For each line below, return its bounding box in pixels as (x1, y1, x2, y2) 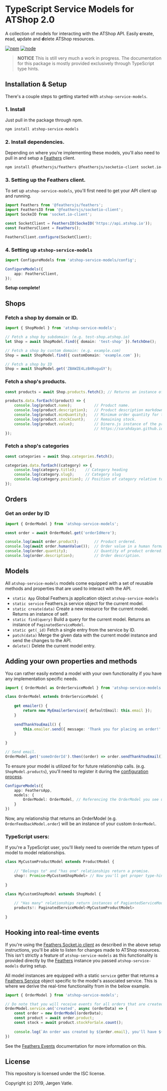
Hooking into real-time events (5, 928, 99, 937)
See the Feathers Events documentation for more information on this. (5, 1043, 147, 1049)
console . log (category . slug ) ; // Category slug (14, 472, 121, 477)
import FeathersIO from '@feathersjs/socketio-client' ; (5, 208, 123, 213)
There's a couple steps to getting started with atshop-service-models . (5, 93, 148, 99)
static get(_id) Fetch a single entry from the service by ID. (12, 627, 136, 633)
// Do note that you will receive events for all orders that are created (5, 1001, 164, 1006)
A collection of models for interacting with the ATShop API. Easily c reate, (5, 30, 154, 36)
